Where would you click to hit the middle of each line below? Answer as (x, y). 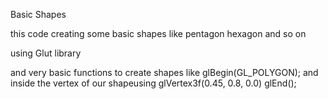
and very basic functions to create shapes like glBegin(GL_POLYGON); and (164, 72)
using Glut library (46, 53)
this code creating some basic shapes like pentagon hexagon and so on (158, 33)
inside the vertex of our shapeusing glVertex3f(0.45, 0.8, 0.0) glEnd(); (153, 83)
